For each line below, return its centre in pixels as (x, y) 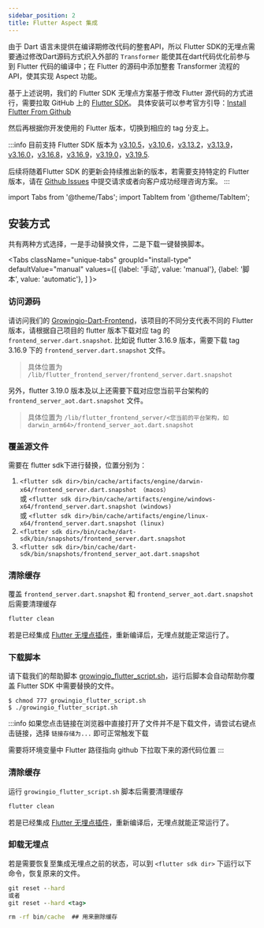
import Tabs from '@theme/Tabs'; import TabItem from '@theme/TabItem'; (129, 197)
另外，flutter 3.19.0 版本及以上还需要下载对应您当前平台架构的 (108, 390)
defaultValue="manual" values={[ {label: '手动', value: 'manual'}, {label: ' (125, 269)
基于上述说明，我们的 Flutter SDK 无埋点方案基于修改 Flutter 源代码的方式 (127, 92)
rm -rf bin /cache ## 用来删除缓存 (63, 917)
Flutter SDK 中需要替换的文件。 (67, 686)
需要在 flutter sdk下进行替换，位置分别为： (78, 465)
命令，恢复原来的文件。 (46, 873)
